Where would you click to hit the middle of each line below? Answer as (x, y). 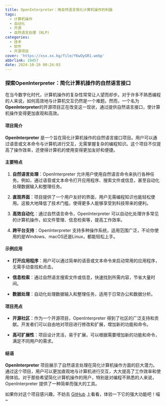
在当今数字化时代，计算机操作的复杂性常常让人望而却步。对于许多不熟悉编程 (83, 95)
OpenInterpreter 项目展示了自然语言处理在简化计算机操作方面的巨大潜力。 (81, 365)
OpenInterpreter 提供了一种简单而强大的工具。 (52, 384)
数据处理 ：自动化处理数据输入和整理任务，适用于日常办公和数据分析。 (84, 294)
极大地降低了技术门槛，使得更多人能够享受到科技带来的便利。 (88, 203)
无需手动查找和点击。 (34, 267)
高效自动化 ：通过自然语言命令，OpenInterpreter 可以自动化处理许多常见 (85, 214)
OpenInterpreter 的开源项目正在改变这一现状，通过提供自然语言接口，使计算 (83, 107)
